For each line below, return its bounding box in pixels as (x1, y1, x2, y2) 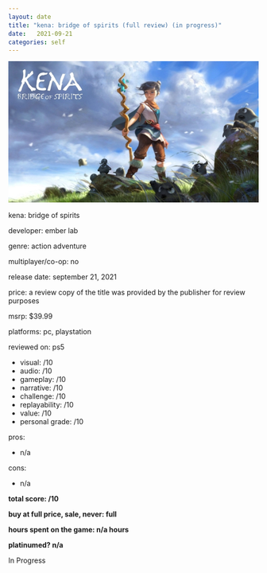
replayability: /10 (19, 400, 74, 409)
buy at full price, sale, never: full (8, 509, 118, 519)
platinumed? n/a (8, 540, 64, 549)
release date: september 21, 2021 (8, 271, 117, 282)
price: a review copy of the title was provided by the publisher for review (8, 287, 246, 297)
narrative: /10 (19, 383, 64, 392)
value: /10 (19, 408, 52, 418)
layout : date (8, 13, 52, 21)
